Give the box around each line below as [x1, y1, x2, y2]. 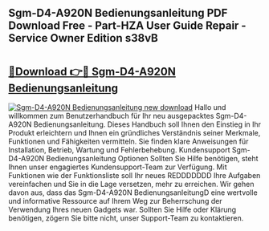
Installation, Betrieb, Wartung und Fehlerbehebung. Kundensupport [8, 145, 230, 155]
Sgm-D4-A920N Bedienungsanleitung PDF [8, 6, 228, 20]
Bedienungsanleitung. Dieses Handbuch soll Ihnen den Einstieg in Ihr [33, 120, 262, 129]
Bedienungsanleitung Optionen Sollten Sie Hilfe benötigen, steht [46, 154, 259, 163]
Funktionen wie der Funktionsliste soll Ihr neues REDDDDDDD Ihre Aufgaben [8, 171, 261, 180]
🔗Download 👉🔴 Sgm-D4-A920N [8, 64, 177, 79]
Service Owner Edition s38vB [8, 31, 158, 45]
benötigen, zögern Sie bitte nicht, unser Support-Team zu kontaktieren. [8, 213, 244, 223]
